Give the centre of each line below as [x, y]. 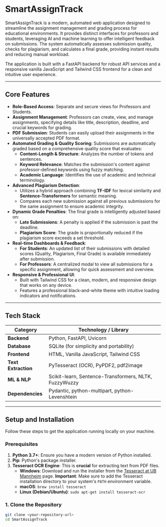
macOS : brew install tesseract [53, 486]
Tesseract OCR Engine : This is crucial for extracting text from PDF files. [86, 465]
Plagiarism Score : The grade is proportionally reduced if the [81, 232]
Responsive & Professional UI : [44, 274]
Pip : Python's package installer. [44, 460]
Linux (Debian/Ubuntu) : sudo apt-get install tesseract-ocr [83, 492]
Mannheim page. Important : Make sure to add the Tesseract [81, 476]
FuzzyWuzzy [64, 383]
